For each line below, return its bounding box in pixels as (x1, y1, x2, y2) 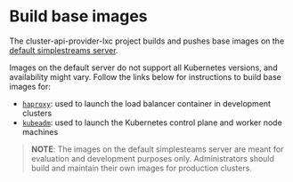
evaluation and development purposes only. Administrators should (30, 153, 274, 163)
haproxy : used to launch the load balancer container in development (21, 98, 272, 108)
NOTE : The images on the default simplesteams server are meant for (30, 144, 284, 154)
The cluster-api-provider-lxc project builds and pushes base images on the (9, 36, 285, 46)
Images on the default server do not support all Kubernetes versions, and (9, 62, 278, 73)
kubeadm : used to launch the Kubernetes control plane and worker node (21, 117, 282, 128)
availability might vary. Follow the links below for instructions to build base (9, 71, 282, 82)
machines (21, 126, 59, 137)
